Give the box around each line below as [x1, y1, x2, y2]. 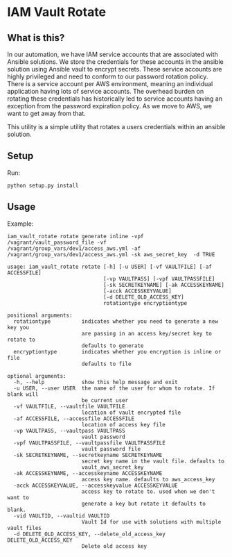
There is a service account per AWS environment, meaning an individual [7, 80, 213, 88]
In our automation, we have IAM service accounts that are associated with [7, 50, 218, 58]
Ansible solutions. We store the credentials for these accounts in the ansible [7, 58, 224, 66]
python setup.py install [7, 182, 79, 189]
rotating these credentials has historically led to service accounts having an [7, 94, 223, 103]
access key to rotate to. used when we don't [81, 488, 215, 495]
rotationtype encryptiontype [102, 299, 188, 306]
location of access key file [81, 421, 166, 428]
